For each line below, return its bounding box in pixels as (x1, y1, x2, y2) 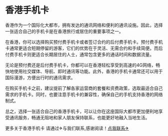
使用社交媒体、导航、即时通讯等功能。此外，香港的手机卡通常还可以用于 (13, 68, 163, 74)
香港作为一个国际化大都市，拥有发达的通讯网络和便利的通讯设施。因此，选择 (5, 22, 163, 28)
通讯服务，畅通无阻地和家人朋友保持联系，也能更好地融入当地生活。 (9, 114, 150, 120)
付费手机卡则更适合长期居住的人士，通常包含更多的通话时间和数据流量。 (5, 51, 154, 57)
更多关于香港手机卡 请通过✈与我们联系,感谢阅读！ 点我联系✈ (5, 125, 129, 131)
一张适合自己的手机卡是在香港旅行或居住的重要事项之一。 (5, 28, 123, 34)
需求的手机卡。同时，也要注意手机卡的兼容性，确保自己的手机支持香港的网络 (5, 91, 163, 97)
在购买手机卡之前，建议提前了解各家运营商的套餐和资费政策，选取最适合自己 (5, 85, 163, 91)
